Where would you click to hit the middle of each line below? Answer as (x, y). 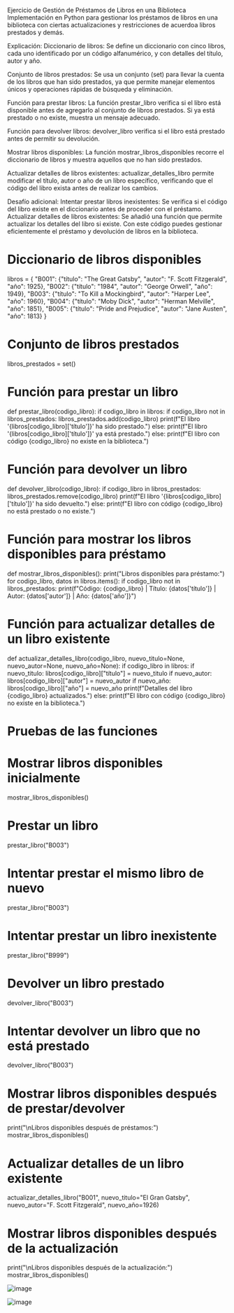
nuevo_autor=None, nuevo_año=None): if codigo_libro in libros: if (101, 666)
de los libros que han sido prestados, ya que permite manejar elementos (111, 82)
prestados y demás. (36, 32)
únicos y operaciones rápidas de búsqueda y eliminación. (90, 89)
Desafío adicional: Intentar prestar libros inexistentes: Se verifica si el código (117, 201)
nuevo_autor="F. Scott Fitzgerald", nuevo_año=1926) (83, 1205)
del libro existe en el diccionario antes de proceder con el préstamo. (105, 209)
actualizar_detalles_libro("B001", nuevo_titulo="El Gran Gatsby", (98, 1198)
